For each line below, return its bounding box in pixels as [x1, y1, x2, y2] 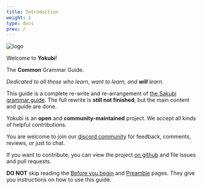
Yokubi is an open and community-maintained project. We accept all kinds [6, 115, 197, 122]
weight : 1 [6, 15, 32, 21]
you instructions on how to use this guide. [6, 176, 112, 184]
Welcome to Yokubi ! [6, 54, 57, 62]
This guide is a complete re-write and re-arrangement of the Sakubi [6, 90, 177, 98]
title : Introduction [6, 9, 59, 15]
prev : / [6, 26, 26, 32]
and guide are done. [6, 103, 57, 110]
